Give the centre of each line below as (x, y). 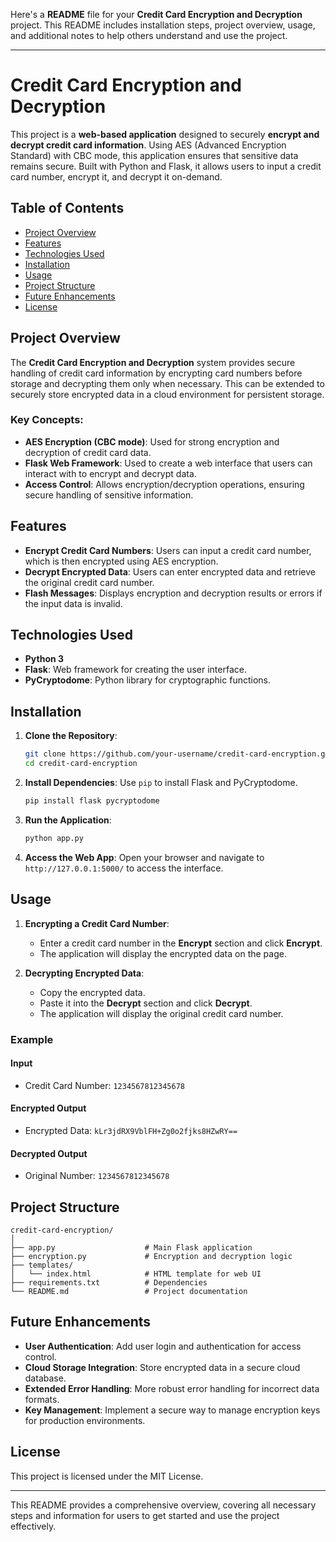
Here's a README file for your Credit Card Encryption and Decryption (156, 14)
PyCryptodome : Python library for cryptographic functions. (147, 680)
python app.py (54, 838)
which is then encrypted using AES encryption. (121, 561)
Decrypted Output (49, 1153)
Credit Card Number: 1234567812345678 (104, 1085)
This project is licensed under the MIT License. (107, 1476)
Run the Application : (68, 820)
